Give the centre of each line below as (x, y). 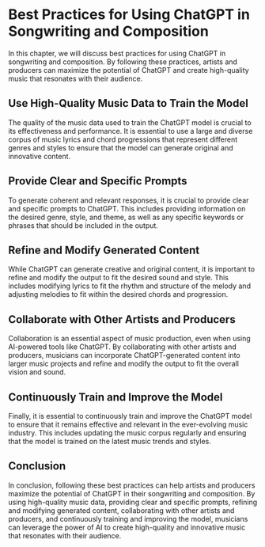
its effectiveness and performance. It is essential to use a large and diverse (131, 131)
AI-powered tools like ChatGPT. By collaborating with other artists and (123, 347)
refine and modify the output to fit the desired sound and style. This (119, 278)
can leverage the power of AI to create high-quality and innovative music (127, 527)
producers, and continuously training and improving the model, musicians (128, 519)
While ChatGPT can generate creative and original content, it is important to (132, 269)
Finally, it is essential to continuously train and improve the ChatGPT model (130, 416)
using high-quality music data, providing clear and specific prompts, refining (133, 502)
